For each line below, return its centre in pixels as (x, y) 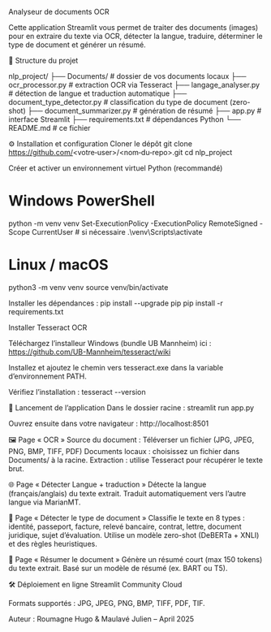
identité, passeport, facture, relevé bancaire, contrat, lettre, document (125, 526)
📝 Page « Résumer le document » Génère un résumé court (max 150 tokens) (135, 559)
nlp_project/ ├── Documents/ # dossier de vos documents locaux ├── (127, 76)
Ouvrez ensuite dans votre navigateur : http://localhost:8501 (109, 423)
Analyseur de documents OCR (59, 12)
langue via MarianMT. (45, 502)
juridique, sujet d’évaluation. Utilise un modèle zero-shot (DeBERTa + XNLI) (134, 535)
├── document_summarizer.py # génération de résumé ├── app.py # (144, 110)
